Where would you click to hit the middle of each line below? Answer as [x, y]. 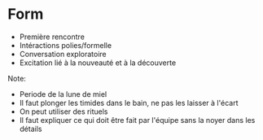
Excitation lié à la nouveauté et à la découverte [98, 63]
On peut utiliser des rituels [64, 112]
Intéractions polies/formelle [65, 45]
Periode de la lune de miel [63, 94]
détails [31, 129]
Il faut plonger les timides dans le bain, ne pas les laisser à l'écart [129, 103]
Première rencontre [52, 37]
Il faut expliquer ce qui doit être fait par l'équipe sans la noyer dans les [137, 120]
